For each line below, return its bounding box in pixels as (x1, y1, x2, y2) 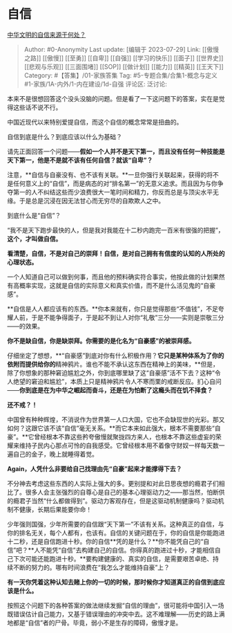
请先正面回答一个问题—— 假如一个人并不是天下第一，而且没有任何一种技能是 (7, 147, 225, 156)
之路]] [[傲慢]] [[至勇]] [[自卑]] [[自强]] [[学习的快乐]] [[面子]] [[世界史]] (23, 53, 224, 62)
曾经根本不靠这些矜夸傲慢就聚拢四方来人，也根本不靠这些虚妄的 (34, 432, 216, 441)
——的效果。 (7, 322, 43, 330)
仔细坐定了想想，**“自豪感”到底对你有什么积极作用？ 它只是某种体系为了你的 (7, 351, 224, 360)
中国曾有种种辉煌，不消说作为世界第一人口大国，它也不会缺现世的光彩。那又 (7, 415, 225, 423)
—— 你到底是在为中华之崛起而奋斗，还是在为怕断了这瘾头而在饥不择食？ (7, 385, 213, 394)
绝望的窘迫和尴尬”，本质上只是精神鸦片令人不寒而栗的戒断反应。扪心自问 (12, 377, 222, 385)
